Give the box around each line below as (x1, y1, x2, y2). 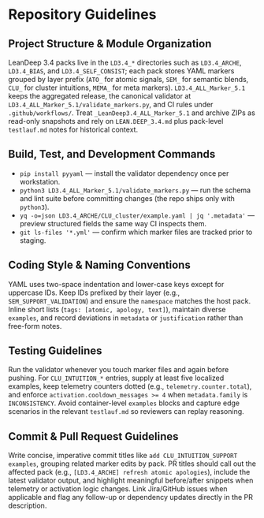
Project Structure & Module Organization (8, 37, 212, 50)
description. (8, 501, 47, 510)
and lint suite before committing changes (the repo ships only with (19, 193, 235, 203)
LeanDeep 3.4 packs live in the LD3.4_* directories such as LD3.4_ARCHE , (8, 58, 242, 67)
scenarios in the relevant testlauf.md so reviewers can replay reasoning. (8, 407, 244, 416)
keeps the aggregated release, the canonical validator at (8, 91, 191, 100)
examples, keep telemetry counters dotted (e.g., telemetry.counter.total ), (8, 382, 252, 391)
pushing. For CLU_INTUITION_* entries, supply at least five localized (8, 373, 225, 383)
